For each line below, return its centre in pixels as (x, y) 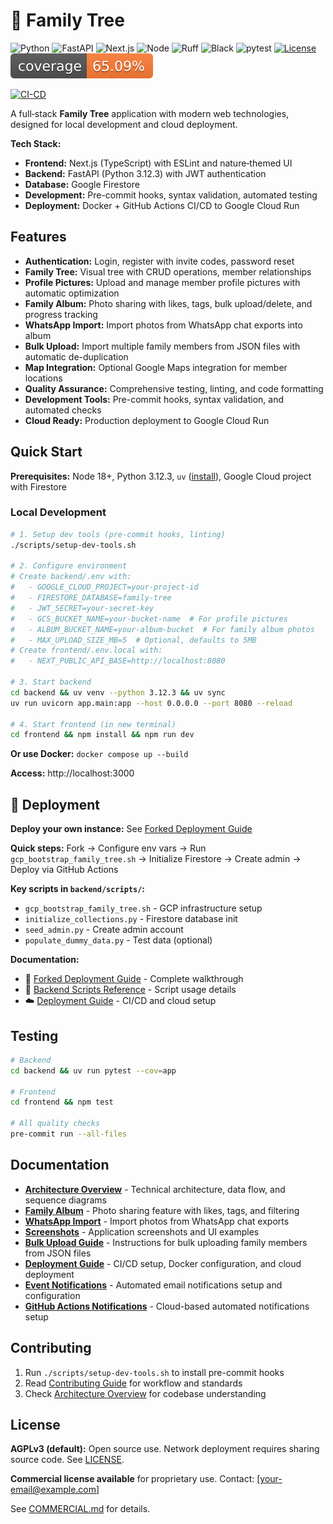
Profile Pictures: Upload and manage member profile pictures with (162, 282)
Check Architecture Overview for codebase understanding (145, 1393)
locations (43, 378)
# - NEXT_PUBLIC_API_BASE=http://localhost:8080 (118, 661)
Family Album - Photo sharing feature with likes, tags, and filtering (162, 1210)
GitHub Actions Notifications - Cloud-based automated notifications (167, 1306)
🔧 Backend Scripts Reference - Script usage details (130, 990)
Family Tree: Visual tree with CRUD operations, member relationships (168, 271)
